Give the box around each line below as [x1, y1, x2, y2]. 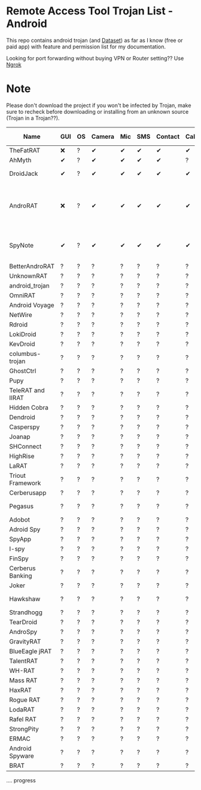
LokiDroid [9, 330, 36, 338]
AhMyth [9, 155, 32, 164]
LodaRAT [9, 705, 35, 713]
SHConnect [9, 442, 42, 450]
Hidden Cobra [9, 403, 49, 411]
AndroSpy [9, 627, 38, 636]
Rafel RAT [9, 715, 37, 723]
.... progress [6, 776, 36, 784]
